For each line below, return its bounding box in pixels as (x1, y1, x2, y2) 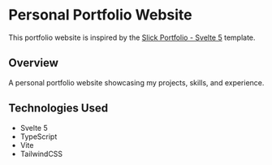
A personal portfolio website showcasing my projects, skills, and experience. (8, 77, 265, 87)
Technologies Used (8, 102, 108, 115)
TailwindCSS (19, 149, 63, 158)
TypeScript (19, 132, 58, 141)
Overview (8, 56, 59, 70)
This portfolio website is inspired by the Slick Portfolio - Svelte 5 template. (8, 33, 256, 42)
